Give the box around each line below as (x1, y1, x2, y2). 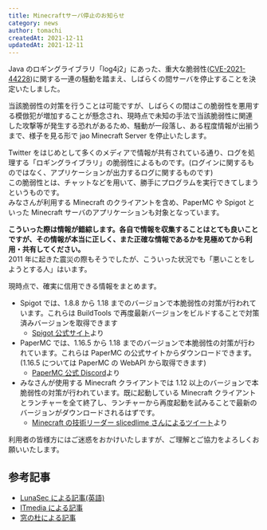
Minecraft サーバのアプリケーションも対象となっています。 (30, 208, 224, 218)
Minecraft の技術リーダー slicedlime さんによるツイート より (31, 418, 228, 427)
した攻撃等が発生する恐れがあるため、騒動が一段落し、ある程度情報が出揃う (8, 121, 260, 131)
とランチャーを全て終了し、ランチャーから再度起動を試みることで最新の (19, 398, 257, 407)
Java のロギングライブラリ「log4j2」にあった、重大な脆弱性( (8, 65, 210, 74)
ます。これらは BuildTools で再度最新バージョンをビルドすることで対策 (26, 308, 260, 318)
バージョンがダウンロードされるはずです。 (19, 408, 159, 418)
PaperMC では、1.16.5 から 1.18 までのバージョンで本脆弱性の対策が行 (19, 338, 249, 347)
